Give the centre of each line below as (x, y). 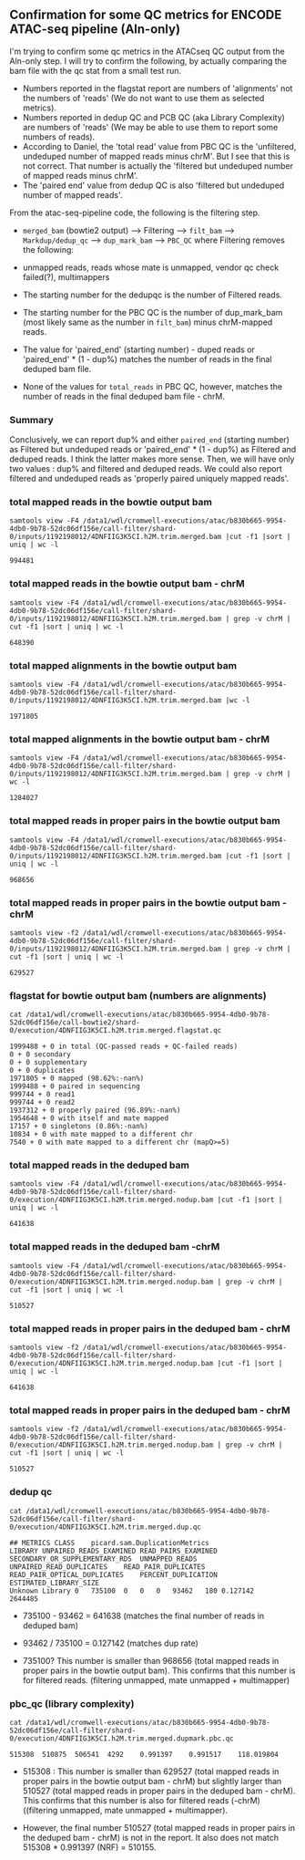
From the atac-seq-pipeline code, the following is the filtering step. (135, 213)
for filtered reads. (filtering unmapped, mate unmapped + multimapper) (156, 1680)
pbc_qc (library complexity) (72, 1703)
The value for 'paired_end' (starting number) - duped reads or (138, 349)
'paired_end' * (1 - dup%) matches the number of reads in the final (147, 358)
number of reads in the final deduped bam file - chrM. (124, 396)
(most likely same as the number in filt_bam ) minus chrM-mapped (147, 322)
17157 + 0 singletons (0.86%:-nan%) (79, 1127)
